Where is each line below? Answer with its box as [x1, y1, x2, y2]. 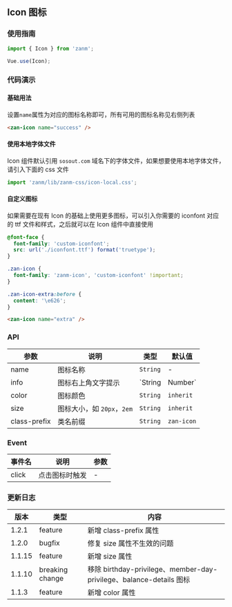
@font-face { [7, 233, 45, 240]
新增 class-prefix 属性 [87, 526, 159, 535]
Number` [168, 377, 197, 387]
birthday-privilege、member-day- [103, 565, 218, 575]
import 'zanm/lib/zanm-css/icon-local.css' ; [7, 179, 137, 186]
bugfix [39, 538, 60, 548]
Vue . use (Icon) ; [7, 57, 51, 64]
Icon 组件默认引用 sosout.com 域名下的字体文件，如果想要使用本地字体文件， [7, 156, 225, 164]
